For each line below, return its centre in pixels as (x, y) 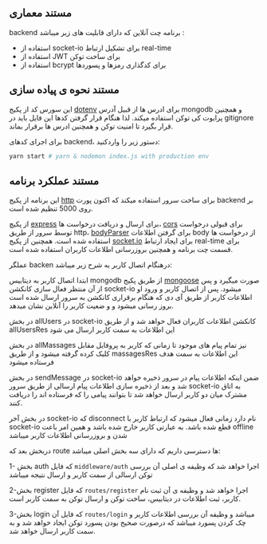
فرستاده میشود (31, 362)
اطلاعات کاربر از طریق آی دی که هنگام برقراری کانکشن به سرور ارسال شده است (131, 298)
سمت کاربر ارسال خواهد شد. (53, 531)
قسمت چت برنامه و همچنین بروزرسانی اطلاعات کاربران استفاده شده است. (121, 250)
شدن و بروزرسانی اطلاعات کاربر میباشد (69, 436)
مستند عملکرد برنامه (54, 181)
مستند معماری (41, 13)
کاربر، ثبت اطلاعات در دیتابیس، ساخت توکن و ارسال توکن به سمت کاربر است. (125, 499)
